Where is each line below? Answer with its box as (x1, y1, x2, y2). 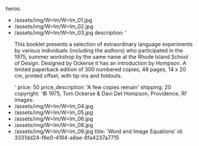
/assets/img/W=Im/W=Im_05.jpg (14, 109, 94, 116)
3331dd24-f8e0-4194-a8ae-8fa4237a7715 (14, 134, 120, 141)
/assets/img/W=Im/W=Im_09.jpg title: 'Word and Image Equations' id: (14, 128, 184, 135)
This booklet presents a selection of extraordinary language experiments (14, 41, 193, 47)
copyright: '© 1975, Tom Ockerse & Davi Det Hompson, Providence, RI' (14, 90, 188, 97)
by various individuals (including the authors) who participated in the (14, 47, 183, 54)
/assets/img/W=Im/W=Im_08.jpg (14, 122, 94, 128)
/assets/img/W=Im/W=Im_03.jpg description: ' (14, 29, 127, 36)
